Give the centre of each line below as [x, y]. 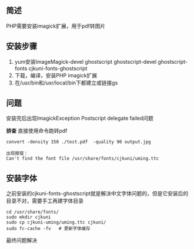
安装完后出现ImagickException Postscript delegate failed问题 [80, 118]
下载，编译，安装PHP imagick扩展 [56, 75]
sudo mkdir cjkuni [29, 217]
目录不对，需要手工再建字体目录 [45, 201]
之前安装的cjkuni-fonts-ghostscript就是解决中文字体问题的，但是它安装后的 [97, 194]
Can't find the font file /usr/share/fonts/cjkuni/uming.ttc [83, 159]
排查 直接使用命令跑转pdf [37, 131]
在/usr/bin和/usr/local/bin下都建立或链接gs [66, 83]
